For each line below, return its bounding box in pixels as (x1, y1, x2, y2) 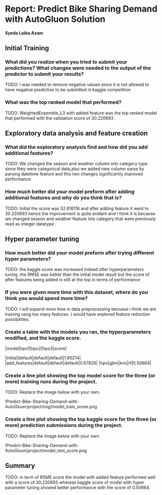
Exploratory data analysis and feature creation (5, 129, 148, 138)
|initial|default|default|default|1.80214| (5, 355, 81, 361)
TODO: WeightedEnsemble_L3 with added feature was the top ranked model (5, 110, 157, 116)
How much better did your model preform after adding (5, 188, 134, 195)
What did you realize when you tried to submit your (5, 59, 127, 65)
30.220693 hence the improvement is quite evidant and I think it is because (5, 210, 156, 216)
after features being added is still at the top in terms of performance (5, 277, 141, 283)
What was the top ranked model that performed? (5, 99, 122, 106)
